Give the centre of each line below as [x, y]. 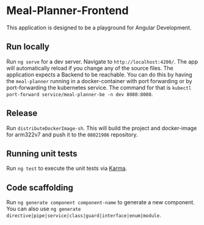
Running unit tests [42, 153]
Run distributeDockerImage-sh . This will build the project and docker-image [102, 128]
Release [22, 113]
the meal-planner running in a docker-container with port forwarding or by [99, 81]
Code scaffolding [40, 187]
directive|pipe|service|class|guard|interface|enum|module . [84, 215]
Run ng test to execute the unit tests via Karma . [67, 168]
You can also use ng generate [44, 209]
